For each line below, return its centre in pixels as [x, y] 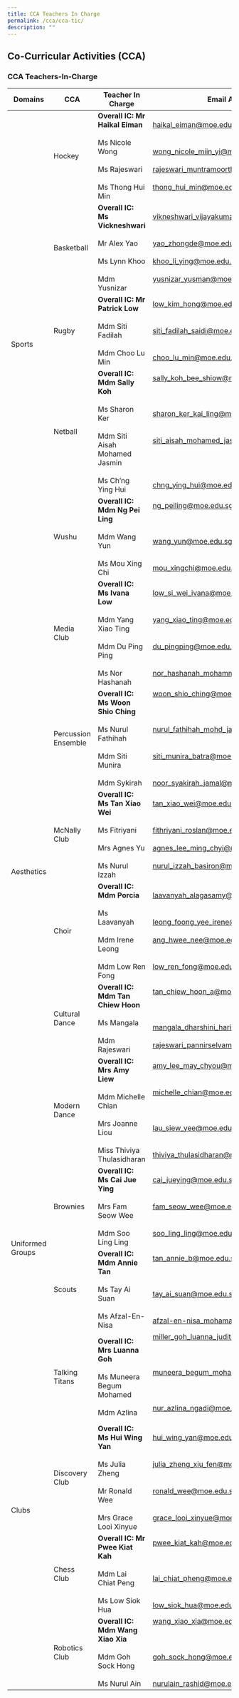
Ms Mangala [118, 1023]
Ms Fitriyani [117, 830]
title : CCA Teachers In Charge [54, 14]
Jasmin [110, 463]
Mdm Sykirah [120, 783]
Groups [23, 1253]
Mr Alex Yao [118, 243]
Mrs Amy [113, 1070]
